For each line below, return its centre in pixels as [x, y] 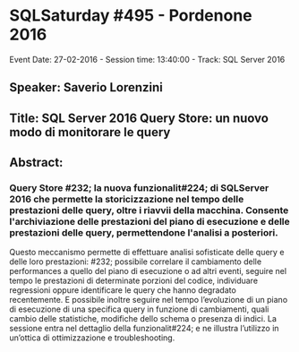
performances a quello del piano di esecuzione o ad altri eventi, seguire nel [148, 271]
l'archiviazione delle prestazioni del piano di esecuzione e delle [149, 222]
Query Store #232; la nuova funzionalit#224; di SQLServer [139, 188]
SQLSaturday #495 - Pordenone [131, 16]
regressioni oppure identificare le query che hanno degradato [123, 290]
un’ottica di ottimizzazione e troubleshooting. [92, 338]
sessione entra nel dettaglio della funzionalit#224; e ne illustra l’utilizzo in [144, 329]
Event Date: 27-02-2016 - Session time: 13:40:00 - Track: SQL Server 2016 [147, 59]
